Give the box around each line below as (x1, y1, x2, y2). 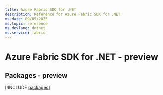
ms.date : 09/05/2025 (5, 16, 48, 21)
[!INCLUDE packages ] (5, 85, 50, 90)
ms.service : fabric (5, 30, 46, 35)
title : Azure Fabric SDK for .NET (5, 7, 77, 12)
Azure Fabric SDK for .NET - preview (5, 51, 159, 63)
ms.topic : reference (5, 21, 48, 26)
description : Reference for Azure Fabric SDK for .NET (5, 12, 121, 17)
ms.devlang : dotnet (5, 26, 46, 31)
